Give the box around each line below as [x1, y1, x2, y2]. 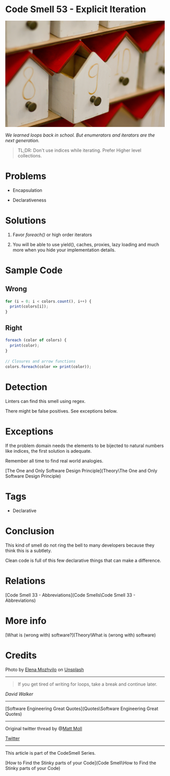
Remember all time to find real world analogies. [5, 458, 104, 464]
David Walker [5, 691, 34, 697]
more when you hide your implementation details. [12, 247, 116, 253]
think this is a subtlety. [5, 547, 52, 554]
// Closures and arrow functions [5, 359, 76, 364]
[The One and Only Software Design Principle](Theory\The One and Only [5, 468, 158, 474]
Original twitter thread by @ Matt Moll [5, 725, 82, 731]
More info [5, 615, 47, 627]
